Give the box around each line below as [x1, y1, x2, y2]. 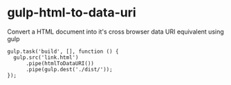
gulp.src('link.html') [13, 53, 79, 61]
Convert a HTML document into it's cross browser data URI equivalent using [7, 27, 225, 36]
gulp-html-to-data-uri [7, 5, 136, 21]
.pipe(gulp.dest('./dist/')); [25, 66, 113, 73]
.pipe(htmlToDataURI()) [25, 60, 95, 66]
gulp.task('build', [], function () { [7, 48, 119, 55]
